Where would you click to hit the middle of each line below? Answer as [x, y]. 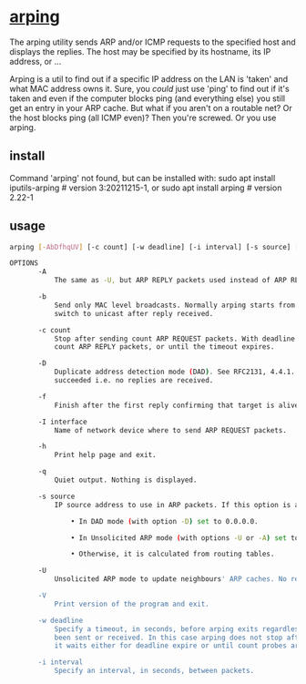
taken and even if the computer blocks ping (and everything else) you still [147, 98]
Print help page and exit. [105, 455]
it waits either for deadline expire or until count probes [170, 646]
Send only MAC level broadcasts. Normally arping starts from [175, 305]
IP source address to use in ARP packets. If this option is [173, 505]
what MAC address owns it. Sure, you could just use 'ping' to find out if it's [149, 88]
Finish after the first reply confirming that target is [164, 405]
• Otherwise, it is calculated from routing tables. [173, 554]
